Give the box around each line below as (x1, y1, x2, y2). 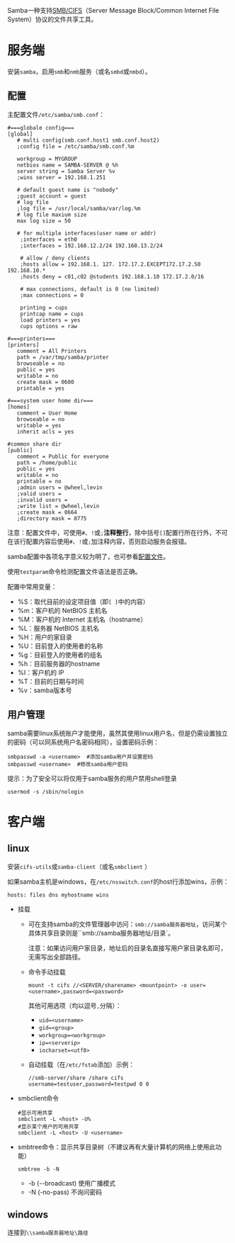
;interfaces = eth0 (20, 236, 78, 243)
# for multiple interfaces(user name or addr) (16, 230, 157, 237)
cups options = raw (20, 322, 78, 330)
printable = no (16, 478, 62, 485)
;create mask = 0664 (16, 509, 78, 516)
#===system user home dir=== (7, 397, 93, 404)
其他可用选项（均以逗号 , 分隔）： (28, 1001, 122, 1010)
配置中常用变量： (7, 582, 57, 590)
